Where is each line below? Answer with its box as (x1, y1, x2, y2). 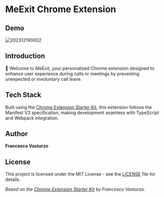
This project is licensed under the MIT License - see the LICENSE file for (5, 171, 155, 177)
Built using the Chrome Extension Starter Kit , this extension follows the (5, 104, 152, 110)
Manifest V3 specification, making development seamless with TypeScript (5, 109, 159, 115)
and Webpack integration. (5, 115, 59, 121)
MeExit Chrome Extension (5, 4, 116, 15)
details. (5, 176, 21, 183)
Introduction (5, 52, 45, 60)
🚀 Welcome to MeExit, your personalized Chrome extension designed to (5, 65, 155, 71)
